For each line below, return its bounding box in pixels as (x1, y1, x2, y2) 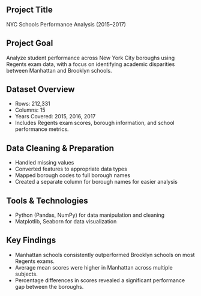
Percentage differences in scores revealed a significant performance (14, 276, 185, 284)
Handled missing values (14, 159, 74, 166)
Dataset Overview (6, 84, 75, 95)
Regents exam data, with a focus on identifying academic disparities (6, 60, 175, 68)
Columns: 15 (14, 106, 46, 113)
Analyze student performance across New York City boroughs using (6, 54, 175, 61)
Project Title (6, 5, 53, 15)
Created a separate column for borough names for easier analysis (14, 178, 178, 186)
